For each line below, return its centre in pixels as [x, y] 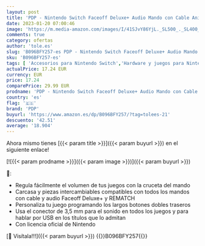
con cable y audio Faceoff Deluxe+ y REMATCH [75, 198]
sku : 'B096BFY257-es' [34, 58]
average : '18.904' [30, 126]
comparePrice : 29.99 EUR [38, 86]
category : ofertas [30, 40]
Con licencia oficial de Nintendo [55, 225]
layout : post [23, 12]
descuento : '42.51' [31, 120]
